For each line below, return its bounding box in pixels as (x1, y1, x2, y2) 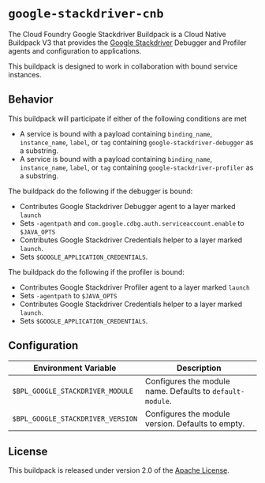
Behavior (8, 93, 54, 107)
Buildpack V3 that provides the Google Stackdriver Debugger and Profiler (8, 38, 247, 47)
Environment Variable (32, 362, 117, 373)
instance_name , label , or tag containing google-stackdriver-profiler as (19, 163, 254, 172)
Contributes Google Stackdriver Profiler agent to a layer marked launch (19, 283, 250, 292)
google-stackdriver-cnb (8, 6, 164, 21)
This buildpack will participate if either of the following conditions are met (8, 114, 247, 123)
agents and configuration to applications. (8, 46, 142, 55)
